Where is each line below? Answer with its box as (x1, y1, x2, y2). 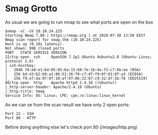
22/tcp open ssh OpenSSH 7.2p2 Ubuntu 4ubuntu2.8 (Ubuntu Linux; (5, 54, 152, 59)
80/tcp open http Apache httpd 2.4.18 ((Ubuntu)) (5, 80, 117, 85)
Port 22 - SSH (5, 111, 34, 116)
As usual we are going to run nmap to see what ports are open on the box (5, 19, 153, 25)
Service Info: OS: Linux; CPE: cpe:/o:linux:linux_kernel (5, 93, 126, 98)
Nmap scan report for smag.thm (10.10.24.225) (5, 37, 102, 42)
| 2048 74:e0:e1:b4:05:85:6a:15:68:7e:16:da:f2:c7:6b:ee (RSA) (5, 67, 141, 72)
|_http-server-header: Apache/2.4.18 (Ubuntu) (5, 84, 102, 89)
